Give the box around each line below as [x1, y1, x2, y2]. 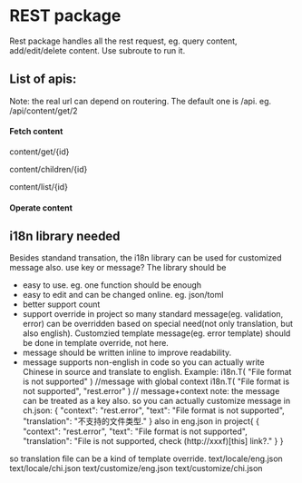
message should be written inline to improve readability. [22, 347, 232, 359]
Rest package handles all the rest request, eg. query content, [9, 35, 238, 46]
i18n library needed [9, 228, 121, 243]
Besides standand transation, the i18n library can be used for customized [9, 252, 283, 263]
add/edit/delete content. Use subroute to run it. [9, 44, 186, 55]
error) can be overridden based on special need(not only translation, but [22, 319, 293, 330]
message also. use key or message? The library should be [9, 262, 227, 273]
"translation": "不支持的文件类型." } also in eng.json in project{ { [22, 416, 260, 427]
